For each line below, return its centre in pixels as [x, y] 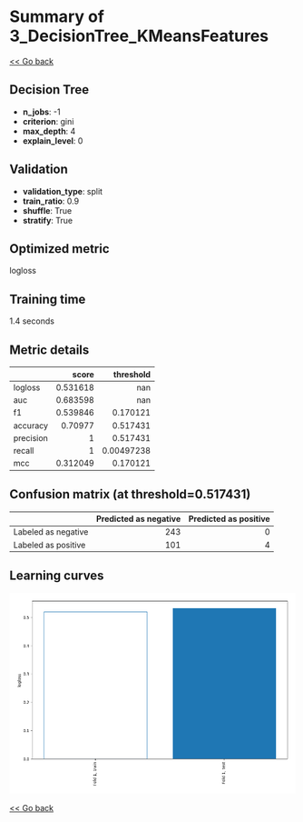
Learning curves [57, 576]
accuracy [30, 426]
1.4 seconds [32, 321]
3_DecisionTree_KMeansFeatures [139, 36]
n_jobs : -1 [41, 112]
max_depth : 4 [49, 131]
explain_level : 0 [53, 140]
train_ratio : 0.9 [51, 201]
